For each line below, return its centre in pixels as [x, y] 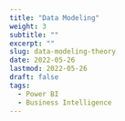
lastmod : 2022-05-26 [49, 69]
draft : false [34, 77]
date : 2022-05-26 [42, 60]
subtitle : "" [34, 35]
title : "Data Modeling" [55, 18]
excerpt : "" [32, 43]
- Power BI [38, 94]
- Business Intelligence [65, 102]
